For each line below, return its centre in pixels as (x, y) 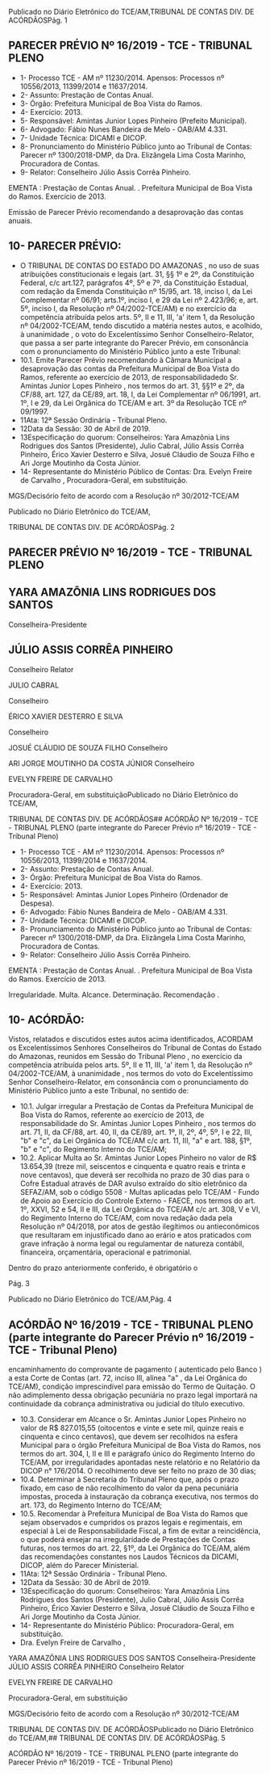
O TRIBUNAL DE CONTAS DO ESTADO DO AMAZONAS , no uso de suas (139, 265)
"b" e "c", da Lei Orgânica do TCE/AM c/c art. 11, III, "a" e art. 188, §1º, (136, 1141)
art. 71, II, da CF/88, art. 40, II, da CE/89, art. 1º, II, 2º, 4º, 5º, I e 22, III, (136, 1132)
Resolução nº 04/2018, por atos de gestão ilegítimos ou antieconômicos (139, 1226)
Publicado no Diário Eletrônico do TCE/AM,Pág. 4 (90, 1299)
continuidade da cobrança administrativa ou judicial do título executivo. (127, 1404)
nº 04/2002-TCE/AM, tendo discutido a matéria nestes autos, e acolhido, (141, 326)
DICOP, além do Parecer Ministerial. (79, 1566)
